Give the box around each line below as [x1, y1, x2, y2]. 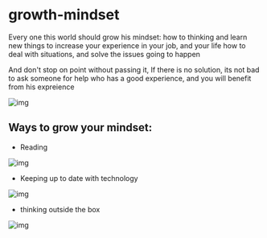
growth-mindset [8, 6, 120, 24]
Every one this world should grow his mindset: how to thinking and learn [8, 32, 248, 42]
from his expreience [8, 82, 75, 92]
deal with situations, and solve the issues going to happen [8, 49, 201, 59]
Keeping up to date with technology [19, 173, 138, 183]
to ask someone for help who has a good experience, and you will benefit [8, 73, 252, 83]
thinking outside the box [19, 204, 101, 214]
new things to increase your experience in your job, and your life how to [8, 40, 246, 50]
